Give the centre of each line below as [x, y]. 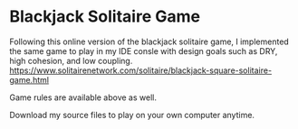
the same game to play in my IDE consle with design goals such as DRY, [144, 51]
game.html [29, 79]
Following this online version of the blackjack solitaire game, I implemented [149, 41]
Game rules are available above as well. [83, 97]
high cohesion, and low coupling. [71, 60]
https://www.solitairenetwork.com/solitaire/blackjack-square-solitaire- [141, 70]
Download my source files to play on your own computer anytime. [132, 115]
